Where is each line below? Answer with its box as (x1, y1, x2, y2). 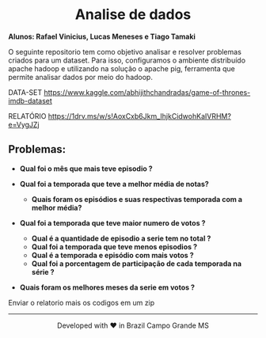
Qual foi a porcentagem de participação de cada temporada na (31, 259, 242, 268)
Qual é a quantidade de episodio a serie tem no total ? (31, 234, 211, 243)
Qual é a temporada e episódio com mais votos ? (31, 250, 194, 260)
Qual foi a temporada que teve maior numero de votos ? (19, 218, 206, 227)
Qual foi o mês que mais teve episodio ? (19, 164, 153, 173)
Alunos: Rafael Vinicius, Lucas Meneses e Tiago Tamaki (8, 32, 196, 41)
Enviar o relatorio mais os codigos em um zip (8, 298, 155, 307)
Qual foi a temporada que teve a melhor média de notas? (19, 179, 210, 188)
